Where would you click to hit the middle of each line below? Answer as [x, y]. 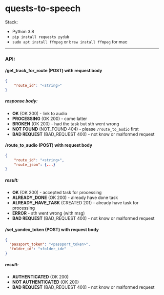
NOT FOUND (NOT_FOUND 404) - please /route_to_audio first [75, 129]
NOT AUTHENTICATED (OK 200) [45, 282]
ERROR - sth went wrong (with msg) [49, 213]
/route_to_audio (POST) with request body [49, 145]
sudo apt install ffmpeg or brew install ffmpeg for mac [70, 41]
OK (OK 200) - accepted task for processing [57, 193]
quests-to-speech [43, 9]
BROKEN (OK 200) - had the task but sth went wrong [66, 124]
